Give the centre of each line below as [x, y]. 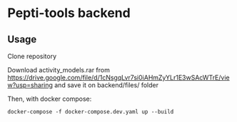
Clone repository [32, 56]
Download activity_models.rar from [59, 70]
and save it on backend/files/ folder [107, 85]
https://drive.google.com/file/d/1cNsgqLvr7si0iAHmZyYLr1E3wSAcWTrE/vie [118, 77]
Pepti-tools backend [69, 13]
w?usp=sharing [30, 85]
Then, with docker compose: [50, 99]
